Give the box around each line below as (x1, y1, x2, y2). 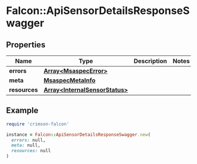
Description (134, 57, 167, 65)
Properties (6, 40, 46, 50)
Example (6, 106, 39, 116)
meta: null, (11, 142, 41, 148)
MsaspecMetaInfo (43, 76, 96, 84)
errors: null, (11, 137, 46, 143)
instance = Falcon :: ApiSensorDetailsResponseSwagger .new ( (6, 131, 151, 138)
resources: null (11, 148, 51, 154)
